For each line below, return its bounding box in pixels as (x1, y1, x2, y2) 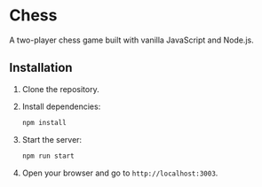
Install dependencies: (21, 101, 101, 112)
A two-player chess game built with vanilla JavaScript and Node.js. (9, 35, 255, 45)
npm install (21, 118, 67, 127)
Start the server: (21, 134, 83, 144)
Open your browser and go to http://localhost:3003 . (21, 168, 218, 178)
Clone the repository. (21, 83, 99, 94)
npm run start (21, 152, 75, 160)
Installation (9, 60, 73, 75)
